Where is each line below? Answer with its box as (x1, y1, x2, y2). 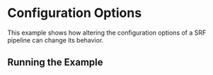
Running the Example (7, 57, 104, 69)
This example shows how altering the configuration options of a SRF (7, 28, 207, 37)
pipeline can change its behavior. (7, 35, 104, 44)
